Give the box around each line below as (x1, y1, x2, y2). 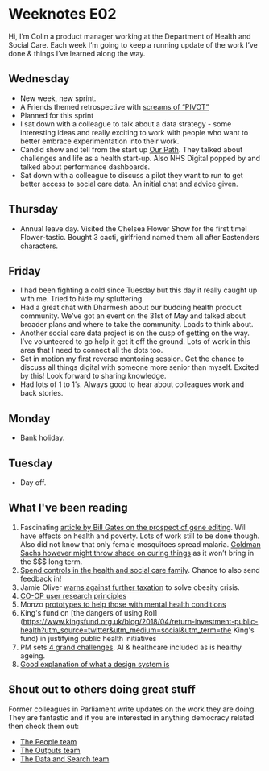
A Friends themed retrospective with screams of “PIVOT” (19, 102, 209, 111)
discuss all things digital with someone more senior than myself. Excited (19, 363, 259, 372)
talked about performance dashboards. (19, 162, 151, 172)
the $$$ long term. (19, 557, 83, 566)
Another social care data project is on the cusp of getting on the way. (19, 328, 250, 338)
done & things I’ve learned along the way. (8, 48, 146, 58)
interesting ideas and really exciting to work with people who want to (19, 127, 249, 137)
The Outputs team (19, 745, 81, 755)
